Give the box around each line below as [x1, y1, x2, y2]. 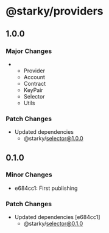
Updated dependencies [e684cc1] [14, 214, 100, 221]
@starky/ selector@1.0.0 [23, 135, 83, 142]
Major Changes [5, 47, 52, 55]
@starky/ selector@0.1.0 [23, 220, 83, 228]
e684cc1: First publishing [14, 184, 78, 192]
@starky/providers [5, 4, 104, 18]
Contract [23, 80, 46, 87]
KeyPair [23, 86, 43, 94]
